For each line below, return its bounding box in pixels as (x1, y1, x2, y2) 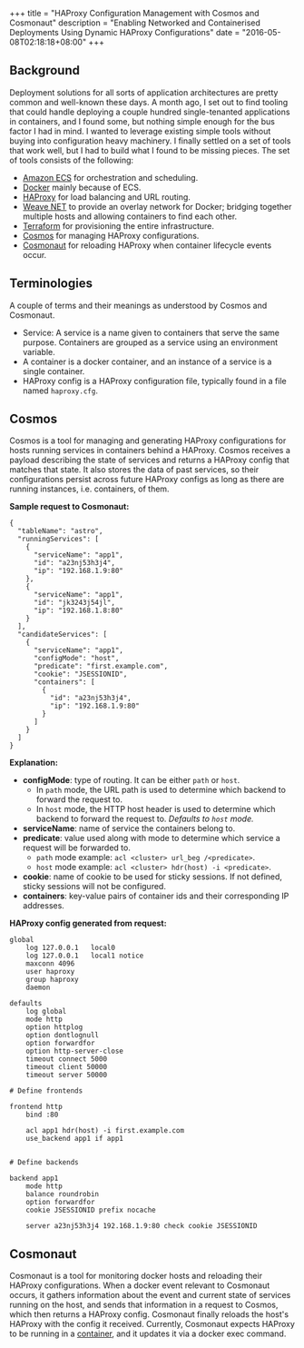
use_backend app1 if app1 (25, 1135, 124, 1144)
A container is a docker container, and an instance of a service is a (22, 356, 272, 367)
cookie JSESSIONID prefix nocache (25, 1205, 156, 1215)
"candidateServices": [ (17, 630, 107, 639)
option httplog (25, 1023, 83, 1032)
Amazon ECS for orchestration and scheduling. (22, 172, 199, 183)
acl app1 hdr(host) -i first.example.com (25, 1126, 184, 1135)
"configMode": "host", (33, 654, 120, 663)
